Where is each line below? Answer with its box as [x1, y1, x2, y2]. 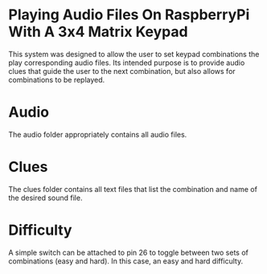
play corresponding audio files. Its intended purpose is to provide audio [8, 58, 245, 67]
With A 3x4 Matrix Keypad [8, 22, 188, 41]
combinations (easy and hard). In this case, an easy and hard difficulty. [8, 256, 244, 266]
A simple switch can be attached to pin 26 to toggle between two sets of [8, 247, 249, 257]
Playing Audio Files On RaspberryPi [8, 6, 250, 24]
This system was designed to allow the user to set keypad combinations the [8, 49, 260, 59]
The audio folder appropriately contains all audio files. [8, 129, 187, 139]
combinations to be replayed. [8, 75, 105, 84]
